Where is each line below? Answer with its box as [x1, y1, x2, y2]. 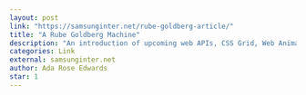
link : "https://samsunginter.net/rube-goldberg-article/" [9, 22, 234, 31]
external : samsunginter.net [9, 55, 117, 64]
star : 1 [9, 72, 39, 81]
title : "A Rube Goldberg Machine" [9, 30, 141, 39]
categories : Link [9, 47, 76, 56]
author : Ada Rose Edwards [9, 64, 107, 73]
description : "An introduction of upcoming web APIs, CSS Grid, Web [9, 38, 275, 48]
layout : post [9, 13, 59, 23]
